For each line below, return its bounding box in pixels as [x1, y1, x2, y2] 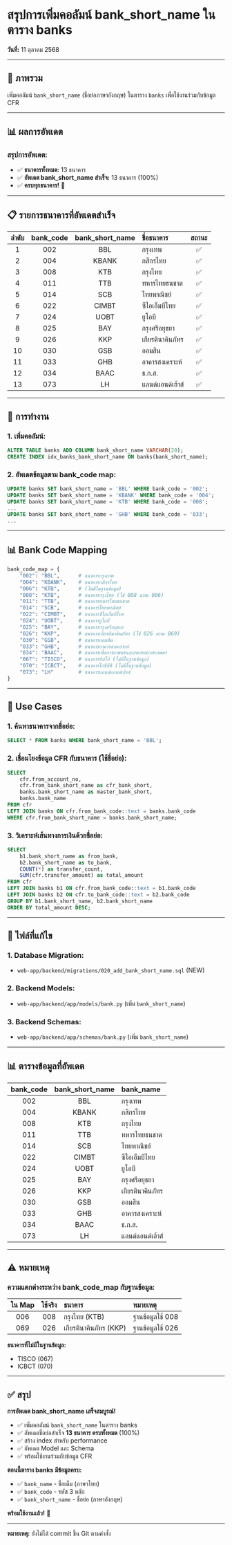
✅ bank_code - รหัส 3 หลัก [17, 1488, 85, 1496]
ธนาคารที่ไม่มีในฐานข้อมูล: [7, 1341, 67, 1349]
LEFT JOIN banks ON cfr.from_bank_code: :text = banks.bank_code [7, 808, 196, 815]
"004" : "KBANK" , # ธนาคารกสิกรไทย [19, 578, 117, 586]
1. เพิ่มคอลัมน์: [7, 431, 46, 441]
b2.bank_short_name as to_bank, [19, 859, 113, 866]
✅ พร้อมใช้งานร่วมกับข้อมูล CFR [17, 1452, 93, 1461]
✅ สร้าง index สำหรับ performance [17, 1436, 108, 1445]
